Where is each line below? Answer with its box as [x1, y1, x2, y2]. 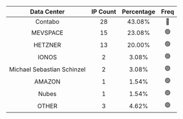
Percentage [121, 8, 156, 15]
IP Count [91, 8, 117, 15]
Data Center [30, 8, 65, 15]
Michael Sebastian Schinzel [9, 65, 86, 73]
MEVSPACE [31, 28, 64, 37]
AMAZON [34, 77, 61, 85]
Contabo [35, 18, 60, 25]
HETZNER [33, 41, 62, 49]
